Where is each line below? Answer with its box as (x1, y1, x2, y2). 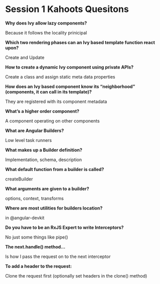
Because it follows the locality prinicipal (5, 29, 87, 35)
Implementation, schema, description (5, 156, 82, 162)
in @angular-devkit (5, 214, 45, 220)
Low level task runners (5, 137, 52, 143)
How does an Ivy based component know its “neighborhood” (5, 83, 135, 89)
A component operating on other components (5, 117, 100, 123)
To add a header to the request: (5, 263, 72, 269)
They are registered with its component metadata (5, 98, 107, 104)
